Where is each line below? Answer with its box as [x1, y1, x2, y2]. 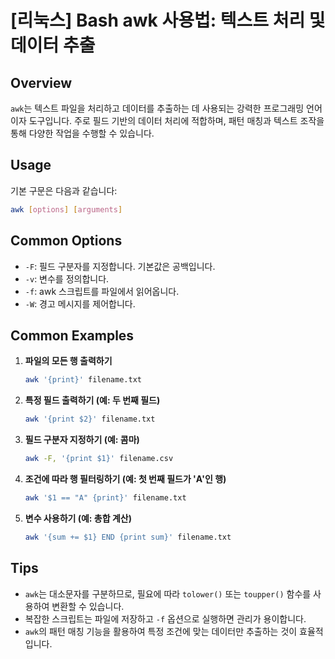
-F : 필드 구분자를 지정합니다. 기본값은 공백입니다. [24, 260, 216, 272]
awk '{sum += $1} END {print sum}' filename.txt [24, 532, 232, 542]
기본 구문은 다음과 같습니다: [10, 184, 118, 196]
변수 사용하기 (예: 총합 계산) [24, 512, 132, 524]
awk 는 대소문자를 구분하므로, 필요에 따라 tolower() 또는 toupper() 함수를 [24, 587, 312, 600]
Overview [10, 74, 73, 91]
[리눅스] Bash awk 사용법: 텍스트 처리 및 [10, 9, 326, 32]
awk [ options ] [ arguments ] [10, 204, 123, 215]
